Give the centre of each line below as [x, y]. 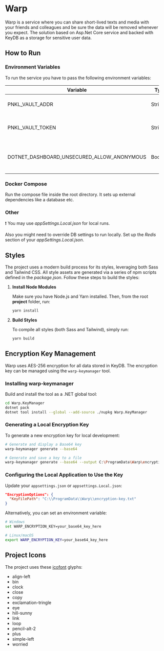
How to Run [23, 53]
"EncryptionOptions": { [29, 494]
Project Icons [26, 555]
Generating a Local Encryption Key [47, 425]
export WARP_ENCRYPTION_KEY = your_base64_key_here [57, 540]
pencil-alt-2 [24, 628]
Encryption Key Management [51, 354]
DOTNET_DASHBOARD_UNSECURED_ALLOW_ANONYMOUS [77, 157]
